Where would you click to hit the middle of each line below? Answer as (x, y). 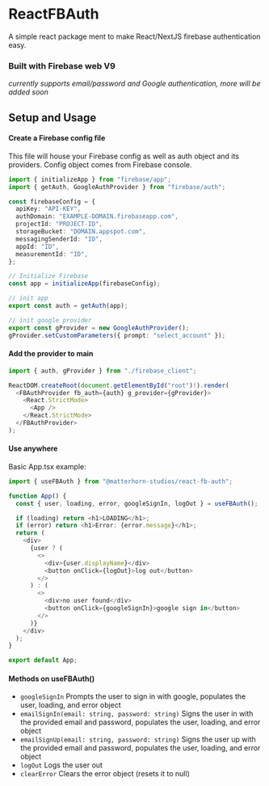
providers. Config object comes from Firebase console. (100, 164)
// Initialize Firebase (48, 276)
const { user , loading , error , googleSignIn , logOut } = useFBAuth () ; (137, 503)
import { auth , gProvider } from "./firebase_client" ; (103, 371)
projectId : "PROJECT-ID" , (59, 224)
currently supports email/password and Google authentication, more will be (134, 84)
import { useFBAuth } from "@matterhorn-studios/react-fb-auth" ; (120, 481)
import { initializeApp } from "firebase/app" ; (90, 179)
